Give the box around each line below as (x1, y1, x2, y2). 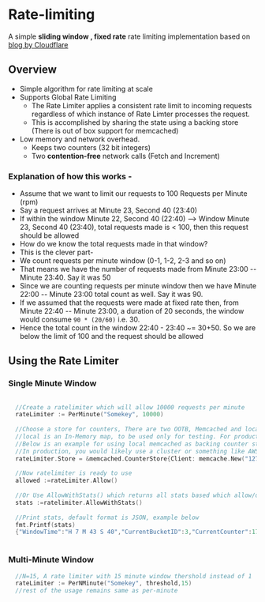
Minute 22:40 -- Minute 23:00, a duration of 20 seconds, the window (19, 307, 244, 316)
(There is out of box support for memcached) (31, 126, 179, 135)
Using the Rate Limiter (8, 354, 120, 368)
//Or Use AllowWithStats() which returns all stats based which (15, 491, 231, 499)
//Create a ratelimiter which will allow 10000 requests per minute (15, 403, 245, 412)
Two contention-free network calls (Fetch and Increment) (31, 151, 221, 160)
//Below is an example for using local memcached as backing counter (15, 440, 248, 448)
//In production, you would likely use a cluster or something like (15, 447, 245, 455)
